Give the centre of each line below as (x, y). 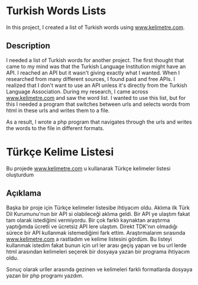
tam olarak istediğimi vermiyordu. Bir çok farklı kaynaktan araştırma (88, 220)
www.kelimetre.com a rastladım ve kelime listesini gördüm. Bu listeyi (89, 239)
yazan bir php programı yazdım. (45, 276)
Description (28, 46)
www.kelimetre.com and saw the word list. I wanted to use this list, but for (96, 98)
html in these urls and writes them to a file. (58, 110)
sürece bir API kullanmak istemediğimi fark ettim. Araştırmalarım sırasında (96, 232)
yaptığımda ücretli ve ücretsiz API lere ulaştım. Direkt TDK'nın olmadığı (92, 226)
